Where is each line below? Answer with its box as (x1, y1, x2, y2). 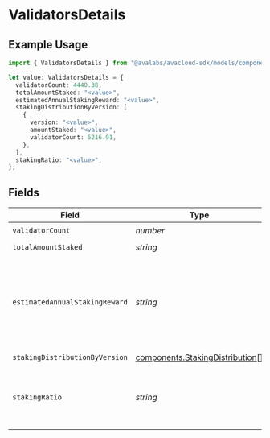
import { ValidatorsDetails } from (8, 59, 128, 67)
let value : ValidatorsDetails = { (8, 73, 125, 81)
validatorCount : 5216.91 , (29, 133, 117, 142)
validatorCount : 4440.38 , (15, 81, 103, 89)
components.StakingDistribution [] (135, 352, 264, 363)
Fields (8, 185, 40, 199)
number (135, 225, 166, 236)
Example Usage (8, 38, 88, 52)
